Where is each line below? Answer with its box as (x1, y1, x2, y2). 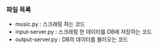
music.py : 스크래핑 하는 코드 (15, 20, 85, 28)
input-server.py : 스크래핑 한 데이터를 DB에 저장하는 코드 (15, 28, 153, 36)
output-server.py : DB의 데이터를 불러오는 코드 (15, 36, 128, 43)
